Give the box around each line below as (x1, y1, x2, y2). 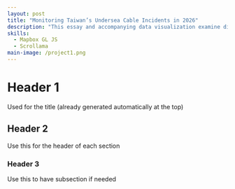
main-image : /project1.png (7, 50, 86, 57)
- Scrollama (13, 43, 49, 50)
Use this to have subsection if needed (7, 174, 117, 183)
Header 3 (7, 159, 40, 169)
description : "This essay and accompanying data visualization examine (7, 23, 220, 30)
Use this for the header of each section (7, 141, 120, 150)
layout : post (7, 10, 45, 17)
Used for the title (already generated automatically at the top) (7, 102, 184, 111)
